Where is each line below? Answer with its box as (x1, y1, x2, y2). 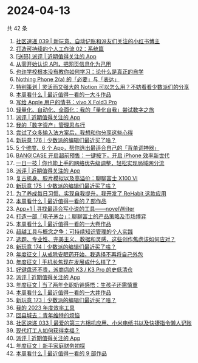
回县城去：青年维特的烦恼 (15, 311, 80, 319)
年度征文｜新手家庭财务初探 (15, 342, 86, 349)
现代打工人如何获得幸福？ (15, 326, 80, 334)
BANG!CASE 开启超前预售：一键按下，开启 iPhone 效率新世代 (15, 152, 169, 159)
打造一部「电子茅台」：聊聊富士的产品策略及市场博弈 (15, 213, 146, 220)
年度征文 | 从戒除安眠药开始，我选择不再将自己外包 (15, 250, 143, 258)
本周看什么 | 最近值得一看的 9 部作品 (15, 350, 107, 357)
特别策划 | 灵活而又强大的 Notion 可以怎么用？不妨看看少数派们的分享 (15, 83, 189, 90)
